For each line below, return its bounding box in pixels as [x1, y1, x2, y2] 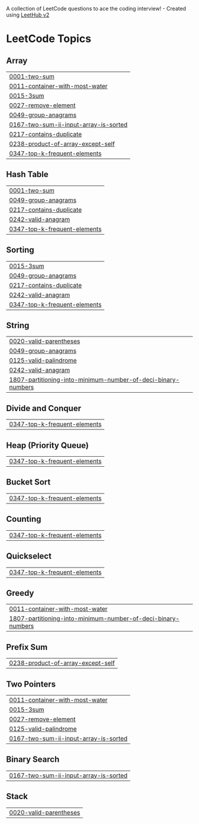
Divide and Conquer [6, 403, 82, 413]
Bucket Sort [6, 477, 51, 488]
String [6, 320, 30, 331]
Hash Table [6, 169, 49, 179]
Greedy [6, 588, 34, 598]
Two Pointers [6, 679, 56, 689]
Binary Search [6, 755, 60, 765]
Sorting [6, 245, 34, 255]
